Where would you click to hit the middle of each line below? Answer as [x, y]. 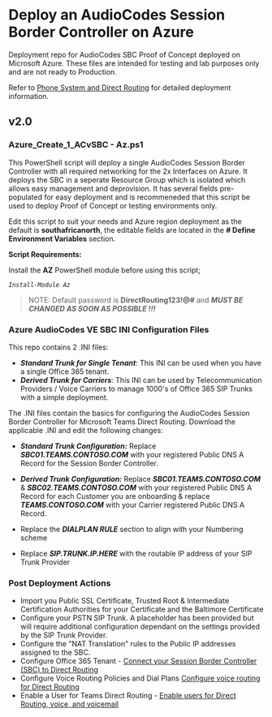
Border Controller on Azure [101, 32]
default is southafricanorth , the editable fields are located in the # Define [132, 230]
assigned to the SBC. [55, 653]
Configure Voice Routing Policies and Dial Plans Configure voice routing [140, 678]
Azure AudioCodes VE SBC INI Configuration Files [109, 329]
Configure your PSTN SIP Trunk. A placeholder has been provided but [137, 618]
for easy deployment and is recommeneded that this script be [147, 197]
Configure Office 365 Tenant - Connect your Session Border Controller [138, 661]
